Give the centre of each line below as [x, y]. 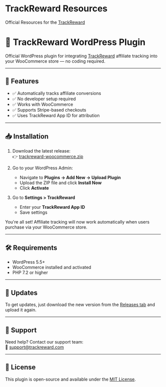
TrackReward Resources [56, 9]
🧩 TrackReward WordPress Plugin [75, 42]
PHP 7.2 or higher [30, 272]
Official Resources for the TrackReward [45, 22]
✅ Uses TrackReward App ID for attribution [56, 115]
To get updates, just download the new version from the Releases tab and [80, 305]
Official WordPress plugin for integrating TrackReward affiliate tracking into [81, 56]
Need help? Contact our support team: [44, 342]
